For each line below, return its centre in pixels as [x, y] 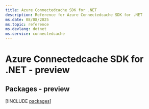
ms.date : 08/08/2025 [27, 19]
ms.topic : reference [27, 24]
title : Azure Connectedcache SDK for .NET [51, 10]
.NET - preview [38, 70]
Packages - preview [38, 89]
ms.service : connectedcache [35, 34]
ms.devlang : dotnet [26, 29]
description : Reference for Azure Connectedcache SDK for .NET [74, 15]
